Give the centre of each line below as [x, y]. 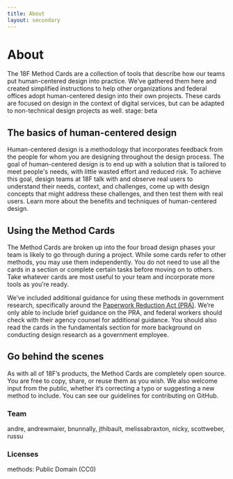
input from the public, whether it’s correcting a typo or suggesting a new [111, 388]
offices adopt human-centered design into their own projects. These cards [114, 96]
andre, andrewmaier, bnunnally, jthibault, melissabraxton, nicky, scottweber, [116, 429]
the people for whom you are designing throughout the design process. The [116, 157]
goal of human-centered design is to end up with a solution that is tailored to [117, 164]
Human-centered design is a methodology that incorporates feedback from [115, 150]
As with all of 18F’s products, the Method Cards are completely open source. [116, 373]
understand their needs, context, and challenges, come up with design [109, 187]
